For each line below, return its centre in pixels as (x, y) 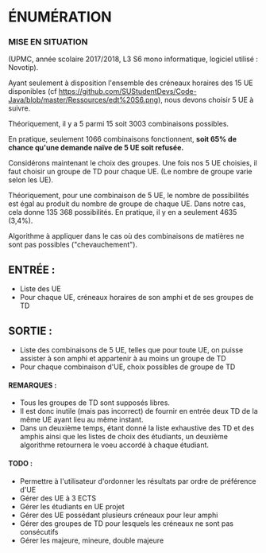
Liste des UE (40, 289)
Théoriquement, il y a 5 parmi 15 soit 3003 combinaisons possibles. (118, 124)
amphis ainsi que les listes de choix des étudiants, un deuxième (124, 437)
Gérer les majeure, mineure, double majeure (92, 540)
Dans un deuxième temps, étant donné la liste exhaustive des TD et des (137, 428)
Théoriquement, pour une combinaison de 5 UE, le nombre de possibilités (129, 196)
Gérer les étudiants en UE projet (72, 506)
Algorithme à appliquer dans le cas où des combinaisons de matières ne (126, 236)
